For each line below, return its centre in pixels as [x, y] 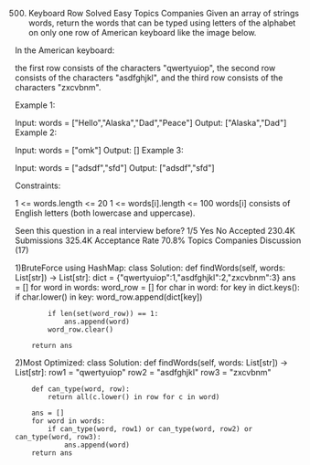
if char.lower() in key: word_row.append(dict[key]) [109, 297]
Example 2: [36, 132]
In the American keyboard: [65, 50]
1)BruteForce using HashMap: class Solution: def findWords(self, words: [150, 268]
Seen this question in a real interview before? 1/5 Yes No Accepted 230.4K [155, 231]
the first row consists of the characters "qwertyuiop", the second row [145, 68]
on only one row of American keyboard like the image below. [142, 32]
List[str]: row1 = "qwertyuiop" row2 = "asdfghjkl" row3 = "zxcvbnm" [144, 372]
